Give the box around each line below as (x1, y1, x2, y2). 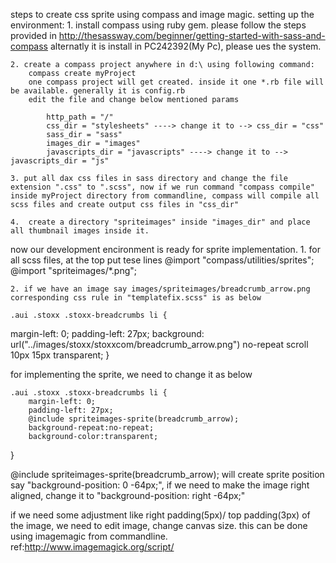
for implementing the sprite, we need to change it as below (10, 369, 253, 380)
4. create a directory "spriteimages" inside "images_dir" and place (10, 217, 311, 227)
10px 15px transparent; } (10, 349, 110, 361)
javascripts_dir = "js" (10, 156, 110, 166)
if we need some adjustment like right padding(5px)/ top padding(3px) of (10, 509, 311, 521)
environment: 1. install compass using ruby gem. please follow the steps (10, 19, 307, 31)
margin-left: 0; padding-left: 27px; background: (10, 328, 205, 339)
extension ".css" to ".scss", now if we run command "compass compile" (10, 182, 315, 192)
